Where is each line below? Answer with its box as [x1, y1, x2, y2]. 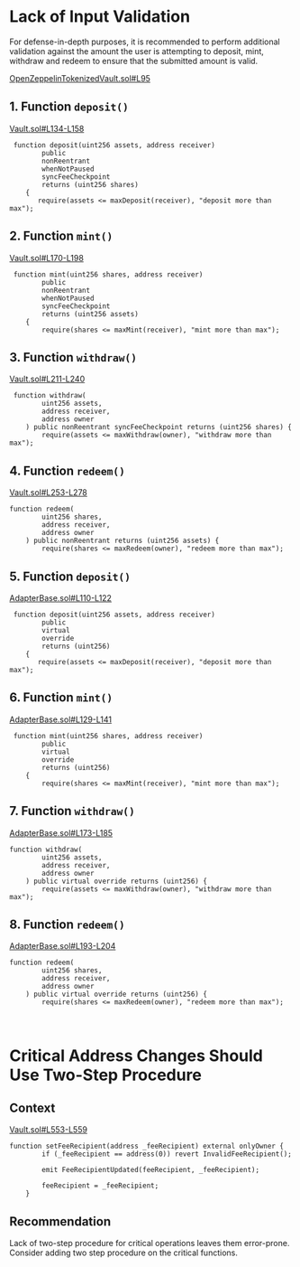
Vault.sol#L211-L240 [9, 373, 86, 385]
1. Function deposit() [9, 99, 129, 115]
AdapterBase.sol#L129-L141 [9, 714, 113, 725]
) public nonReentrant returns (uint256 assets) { [25, 536, 220, 546]
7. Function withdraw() [9, 803, 135, 819]
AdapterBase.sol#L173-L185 [9, 827, 114, 838]
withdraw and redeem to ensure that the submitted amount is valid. [9, 55, 259, 66]
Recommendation [9, 1214, 111, 1229]
